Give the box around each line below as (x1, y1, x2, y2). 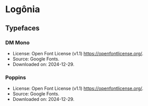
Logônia (5, 4, 41, 15)
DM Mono (5, 39, 30, 46)
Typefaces (5, 24, 40, 32)
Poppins (5, 74, 26, 81)
